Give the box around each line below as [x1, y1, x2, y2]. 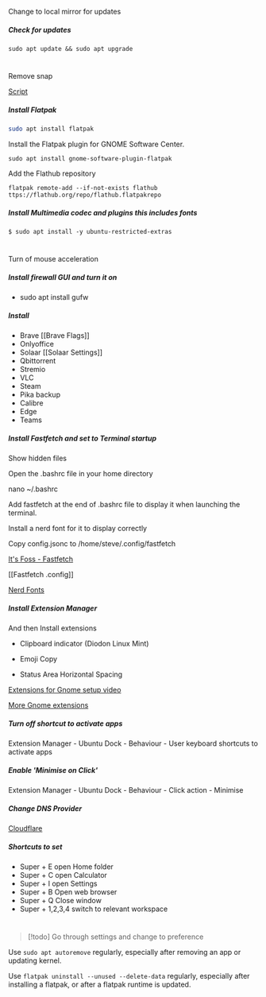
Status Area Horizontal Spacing [19, 669, 123, 679]
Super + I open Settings [19, 879, 98, 888]
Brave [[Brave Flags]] [19, 331, 90, 340]
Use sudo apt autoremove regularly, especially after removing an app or [8, 948, 241, 957]
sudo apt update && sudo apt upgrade [8, 45, 133, 52]
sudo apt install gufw [19, 293, 89, 302]
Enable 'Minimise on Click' [8, 765, 98, 774]
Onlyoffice [19, 339, 54, 349]
